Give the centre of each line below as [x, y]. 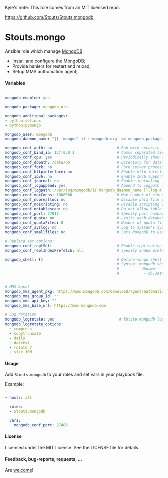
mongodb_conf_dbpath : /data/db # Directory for [78, 162]
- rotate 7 [21, 347]
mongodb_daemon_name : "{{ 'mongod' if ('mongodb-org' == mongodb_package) [85, 139]
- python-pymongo [23, 125]
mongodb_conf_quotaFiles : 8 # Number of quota [80, 223]
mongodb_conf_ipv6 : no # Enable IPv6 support [85, 176]
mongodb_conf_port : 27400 [41, 425]
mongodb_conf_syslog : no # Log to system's [80, 228]
